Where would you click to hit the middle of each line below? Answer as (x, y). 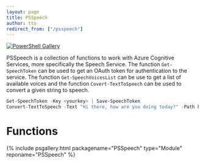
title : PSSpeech (27, 18)
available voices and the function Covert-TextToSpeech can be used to (94, 84)
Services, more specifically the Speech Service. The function (83, 64)
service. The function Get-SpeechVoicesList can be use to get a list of (94, 77)
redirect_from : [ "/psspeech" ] (45, 29)
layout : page (23, 12)
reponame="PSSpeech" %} (41, 154)
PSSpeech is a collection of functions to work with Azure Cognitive (91, 58)
